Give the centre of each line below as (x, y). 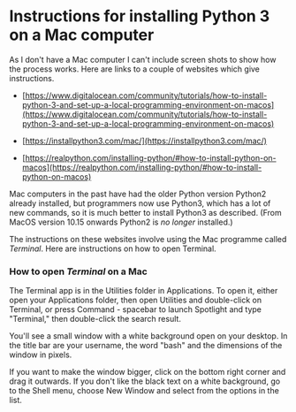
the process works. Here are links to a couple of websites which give (135, 69)
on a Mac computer (82, 35)
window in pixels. (41, 355)
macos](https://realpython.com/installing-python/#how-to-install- (142, 167)
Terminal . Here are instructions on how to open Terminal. (113, 248)
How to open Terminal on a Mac (78, 271)
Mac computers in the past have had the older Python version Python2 (138, 194)
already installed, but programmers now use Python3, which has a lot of (140, 203)
